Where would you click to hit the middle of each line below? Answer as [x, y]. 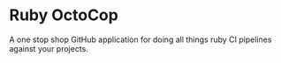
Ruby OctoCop [64, 15]
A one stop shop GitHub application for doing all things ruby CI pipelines [140, 39]
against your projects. [49, 48]
